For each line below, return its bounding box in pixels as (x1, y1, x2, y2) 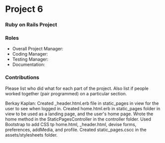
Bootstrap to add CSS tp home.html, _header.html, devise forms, (5, 121, 137, 127)
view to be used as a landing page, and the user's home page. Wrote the (5, 111, 154, 117)
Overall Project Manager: (12, 46, 63, 52)
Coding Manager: (12, 51, 48, 57)
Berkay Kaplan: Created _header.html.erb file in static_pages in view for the (5, 100, 159, 106)
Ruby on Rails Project (5, 21, 57, 28)
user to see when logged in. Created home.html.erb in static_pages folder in (5, 105, 161, 111)
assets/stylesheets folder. (5, 132, 58, 138)
